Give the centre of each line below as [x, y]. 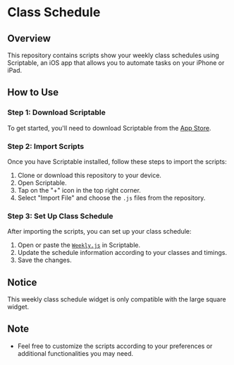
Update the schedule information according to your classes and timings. [122, 253]
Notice [22, 282]
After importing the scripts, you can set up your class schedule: [99, 232]
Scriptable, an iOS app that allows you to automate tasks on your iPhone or [116, 63]
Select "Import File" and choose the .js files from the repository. [111, 198]
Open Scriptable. [42, 182]
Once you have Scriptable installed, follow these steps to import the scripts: [117, 161]
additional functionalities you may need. [75, 353]
